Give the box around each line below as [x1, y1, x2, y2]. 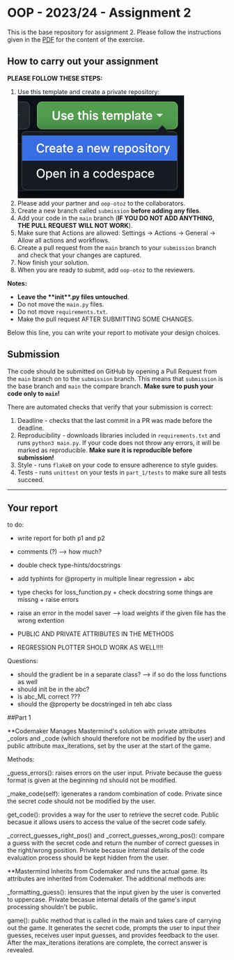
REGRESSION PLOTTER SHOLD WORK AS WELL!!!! [17, 643, 164, 652]
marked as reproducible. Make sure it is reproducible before [17, 446, 193, 454]
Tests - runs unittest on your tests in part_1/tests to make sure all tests [17, 468, 226, 477]
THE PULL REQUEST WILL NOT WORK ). [17, 221, 133, 229]
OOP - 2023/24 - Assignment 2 [7, 5, 192, 21]
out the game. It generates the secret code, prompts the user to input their [7, 924, 221, 932]
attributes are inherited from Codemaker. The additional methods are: [7, 874, 207, 883]
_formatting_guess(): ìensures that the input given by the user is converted [7, 888, 221, 897]
